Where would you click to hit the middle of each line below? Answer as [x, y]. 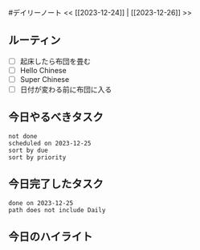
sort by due [28, 150]
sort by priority [37, 157]
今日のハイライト [51, 237]
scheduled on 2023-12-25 [50, 143]
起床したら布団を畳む [55, 61]
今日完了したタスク [56, 184]
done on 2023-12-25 [41, 203]
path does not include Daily [57, 210]
